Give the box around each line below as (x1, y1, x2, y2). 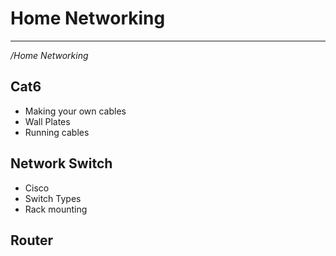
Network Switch (10, 155, 113, 172)
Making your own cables (24, 105, 127, 117)
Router (10, 232, 54, 249)
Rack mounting (24, 203, 88, 215)
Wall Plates (24, 115, 71, 127)
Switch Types (24, 192, 82, 204)
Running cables (24, 126, 90, 138)
